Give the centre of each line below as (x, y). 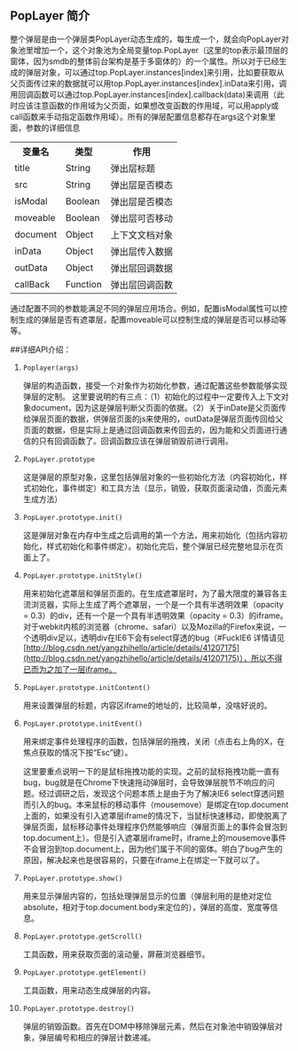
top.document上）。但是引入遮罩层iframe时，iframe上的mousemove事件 (154, 837)
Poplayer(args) (51, 368)
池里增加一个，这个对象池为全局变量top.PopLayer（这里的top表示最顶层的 (153, 50)
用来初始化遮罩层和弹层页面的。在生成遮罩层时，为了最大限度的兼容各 (151, 593)
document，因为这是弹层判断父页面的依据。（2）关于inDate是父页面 (155, 407)
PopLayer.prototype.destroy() (79, 1008)
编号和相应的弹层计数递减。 (105, 1037)
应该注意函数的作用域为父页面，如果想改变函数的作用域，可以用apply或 (148, 106)
